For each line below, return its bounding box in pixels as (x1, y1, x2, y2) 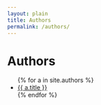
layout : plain (7, 10, 49, 17)
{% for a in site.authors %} (17, 76, 94, 84)
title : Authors (7, 17, 52, 24)
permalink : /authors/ (7, 23, 70, 30)
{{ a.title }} (17, 83, 47, 92)
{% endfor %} (17, 91, 58, 99)
